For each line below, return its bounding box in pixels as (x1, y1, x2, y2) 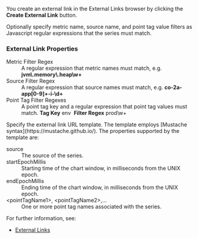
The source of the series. (21, 152, 84, 159)
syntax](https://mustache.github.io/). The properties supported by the (6, 128, 179, 135)
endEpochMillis (6, 178, 45, 185)
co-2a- (164, 84, 182, 91)
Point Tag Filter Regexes (6, 96, 67, 104)
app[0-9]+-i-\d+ (21, 90, 63, 98)
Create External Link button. (6, 11, 77, 19)
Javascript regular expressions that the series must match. (6, 29, 152, 37)
